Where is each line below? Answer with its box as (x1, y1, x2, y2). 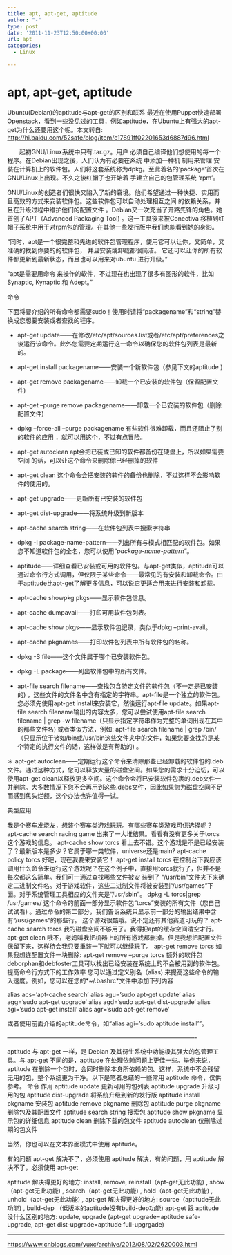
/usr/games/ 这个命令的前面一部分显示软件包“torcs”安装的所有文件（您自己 (7, 898, 221, 907)
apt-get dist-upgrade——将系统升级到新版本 (17, 509, 144, 517)
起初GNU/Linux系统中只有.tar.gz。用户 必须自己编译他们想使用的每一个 (19, 147, 221, 156)
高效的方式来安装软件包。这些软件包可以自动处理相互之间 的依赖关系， (12, 196, 215, 205)
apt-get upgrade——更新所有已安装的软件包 (17, 494, 143, 502)
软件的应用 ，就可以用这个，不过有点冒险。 (23, 433, 146, 441)
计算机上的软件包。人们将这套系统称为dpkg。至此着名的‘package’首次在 (19, 165, 224, 173)
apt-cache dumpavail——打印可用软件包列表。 (17, 608, 151, 616)
